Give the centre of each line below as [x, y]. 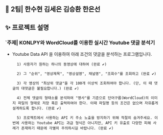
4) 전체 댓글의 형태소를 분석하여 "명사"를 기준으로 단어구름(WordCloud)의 [83, 98]
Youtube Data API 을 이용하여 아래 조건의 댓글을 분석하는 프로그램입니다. [82, 54]
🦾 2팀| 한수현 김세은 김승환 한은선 [53, 9]
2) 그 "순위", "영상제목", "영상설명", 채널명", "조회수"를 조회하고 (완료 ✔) [87, 74]
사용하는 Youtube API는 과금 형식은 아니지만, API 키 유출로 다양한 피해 [86, 123]
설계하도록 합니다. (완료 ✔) [37, 109]
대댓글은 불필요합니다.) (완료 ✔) [50, 89]
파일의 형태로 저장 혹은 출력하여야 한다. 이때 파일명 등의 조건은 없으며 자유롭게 [88, 103]
